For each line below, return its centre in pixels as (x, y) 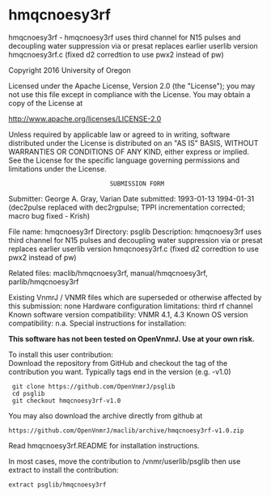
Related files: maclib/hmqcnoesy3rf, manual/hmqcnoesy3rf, (108, 273)
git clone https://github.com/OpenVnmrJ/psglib (93, 386)
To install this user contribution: (61, 355)
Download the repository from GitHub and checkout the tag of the (118, 363)
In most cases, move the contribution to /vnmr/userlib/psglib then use (125, 461)
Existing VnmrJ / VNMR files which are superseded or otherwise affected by (135, 297)
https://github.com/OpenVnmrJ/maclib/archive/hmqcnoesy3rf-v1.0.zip (126, 431)
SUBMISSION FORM (137, 184)
